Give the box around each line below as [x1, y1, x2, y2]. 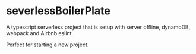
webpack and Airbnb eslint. [6, 29, 73, 36]
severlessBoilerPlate [6, 4, 111, 18]
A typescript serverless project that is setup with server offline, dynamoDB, [6, 23, 191, 31]
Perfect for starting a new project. [6, 41, 89, 48]
